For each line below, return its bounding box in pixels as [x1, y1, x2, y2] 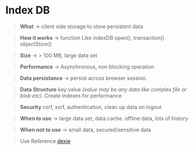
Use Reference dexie [19, 137, 71, 144]
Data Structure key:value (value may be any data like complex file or [19, 86, 187, 93]
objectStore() [19, 40, 52, 47]
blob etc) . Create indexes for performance [19, 92, 122, 99]
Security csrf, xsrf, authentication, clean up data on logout [19, 103, 162, 110]
